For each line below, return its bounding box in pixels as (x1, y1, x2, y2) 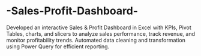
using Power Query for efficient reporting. (6, 43, 110, 50)
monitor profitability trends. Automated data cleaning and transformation (6, 36, 186, 43)
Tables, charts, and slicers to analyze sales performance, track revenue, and (6, 30, 196, 37)
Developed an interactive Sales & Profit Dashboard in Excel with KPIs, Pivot (6, 24, 192, 31)
